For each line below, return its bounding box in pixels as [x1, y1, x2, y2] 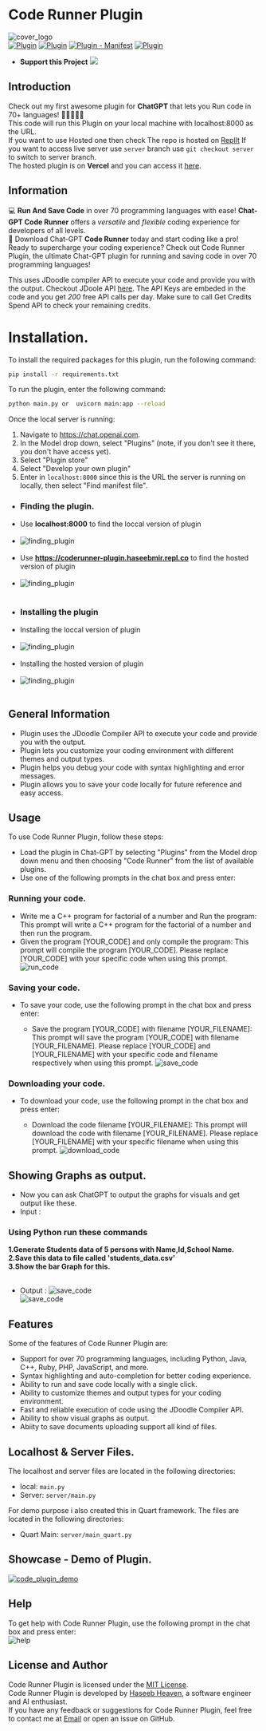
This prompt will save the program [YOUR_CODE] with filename [31, 1032, 240, 1043]
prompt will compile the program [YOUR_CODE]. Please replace [19, 945, 229, 955]
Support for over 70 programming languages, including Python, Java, [19, 1354, 248, 1364]
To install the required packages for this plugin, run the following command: [8, 355, 256, 364]
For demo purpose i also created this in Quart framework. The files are [8, 1506, 240, 1515]
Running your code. [8, 893, 86, 904]
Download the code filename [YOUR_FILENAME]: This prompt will [31, 1120, 248, 1130]
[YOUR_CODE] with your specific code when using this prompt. [19, 953, 228, 963]
